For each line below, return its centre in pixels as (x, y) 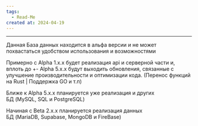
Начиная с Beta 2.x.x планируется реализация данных (74, 111)
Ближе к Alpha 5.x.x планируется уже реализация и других (80, 93)
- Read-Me (23, 17)
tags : (13, 12)
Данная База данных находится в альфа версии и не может (81, 45)
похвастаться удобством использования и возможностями (81, 51)
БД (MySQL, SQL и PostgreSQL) (46, 99)
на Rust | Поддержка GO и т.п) (44, 82)
